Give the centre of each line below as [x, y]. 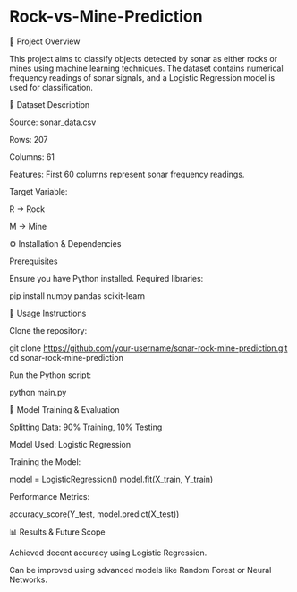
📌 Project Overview [45, 41]
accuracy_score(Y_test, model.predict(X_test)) [94, 514]
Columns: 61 [32, 157]
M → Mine [28, 226]
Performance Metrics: [50, 496]
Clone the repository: [48, 330]
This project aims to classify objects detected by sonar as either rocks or [144, 58]
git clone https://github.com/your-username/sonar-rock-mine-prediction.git [148, 348]
